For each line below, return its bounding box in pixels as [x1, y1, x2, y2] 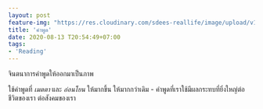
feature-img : [8, 19, 51, 26]
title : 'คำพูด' [8, 26, 52, 33]
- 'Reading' [8, 47, 47, 55]
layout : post [8, 11, 51, 19]
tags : [8, 40, 26, 48]
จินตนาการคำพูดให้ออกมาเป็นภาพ [8, 69, 94, 78]
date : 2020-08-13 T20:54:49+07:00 [8, 33, 121, 41]
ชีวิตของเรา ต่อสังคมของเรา [8, 93, 77, 102]
